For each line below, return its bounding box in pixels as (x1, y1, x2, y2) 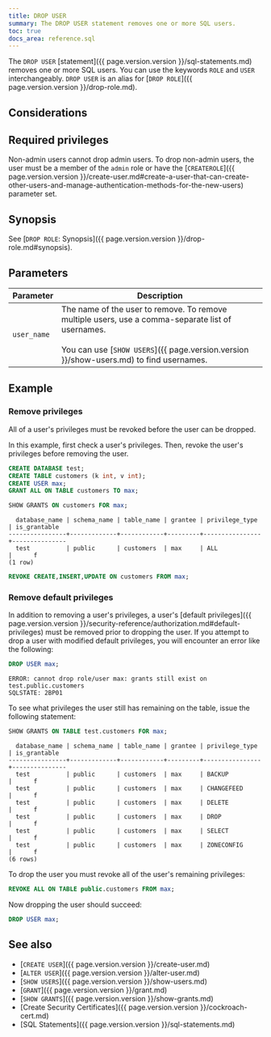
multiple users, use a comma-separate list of (60, 314, 231, 325)
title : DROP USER (8, 11, 67, 20)
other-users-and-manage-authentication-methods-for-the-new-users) (8, 180, 244, 190)
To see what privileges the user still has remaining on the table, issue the (8, 703, 250, 713)
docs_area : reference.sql (8, 34, 95, 43)
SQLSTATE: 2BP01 (8, 689, 63, 697)
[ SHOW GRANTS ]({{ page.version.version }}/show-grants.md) (19, 993, 214, 1003)
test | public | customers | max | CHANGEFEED (15, 785, 244, 793)
